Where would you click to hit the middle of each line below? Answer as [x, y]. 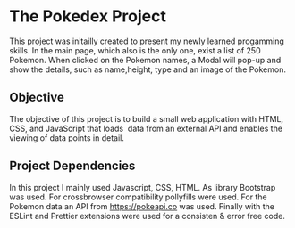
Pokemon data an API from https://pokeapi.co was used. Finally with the [142, 206]
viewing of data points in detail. [67, 138]
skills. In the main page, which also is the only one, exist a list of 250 [135, 50]
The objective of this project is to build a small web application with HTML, [147, 118]
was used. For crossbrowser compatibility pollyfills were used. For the [138, 197]
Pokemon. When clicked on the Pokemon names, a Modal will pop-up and [145, 60]
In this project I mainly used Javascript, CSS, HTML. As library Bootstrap [143, 187]
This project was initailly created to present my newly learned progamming [147, 41]
